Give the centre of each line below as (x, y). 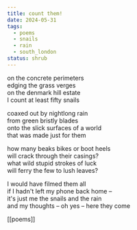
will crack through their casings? (53, 156)
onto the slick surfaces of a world (54, 127)
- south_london (35, 52)
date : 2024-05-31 (32, 20)
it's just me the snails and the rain (54, 198)
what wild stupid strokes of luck (52, 163)
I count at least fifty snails (43, 100)
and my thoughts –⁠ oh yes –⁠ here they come (69, 206)
